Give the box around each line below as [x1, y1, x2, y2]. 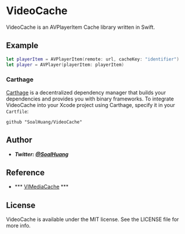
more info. [6, 222, 31, 229]
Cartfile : [6, 108, 29, 115]
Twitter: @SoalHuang [14, 151, 69, 158]
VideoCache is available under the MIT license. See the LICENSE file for [6, 216, 179, 223]
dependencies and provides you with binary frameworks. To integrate [6, 95, 174, 102]
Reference [6, 168, 45, 178]
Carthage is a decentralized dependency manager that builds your [6, 89, 166, 96]
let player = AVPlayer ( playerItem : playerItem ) [6, 62, 125, 68]
